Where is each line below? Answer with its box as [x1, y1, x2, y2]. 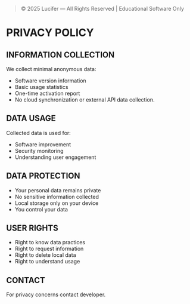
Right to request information [14, 245, 84, 253]
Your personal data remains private [14, 186, 101, 194]
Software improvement [14, 140, 71, 148]
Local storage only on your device [14, 199, 99, 207]
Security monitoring [14, 147, 64, 154]
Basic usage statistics [14, 84, 68, 90]
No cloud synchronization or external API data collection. [14, 96, 155, 103]
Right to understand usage [14, 258, 80, 265]
